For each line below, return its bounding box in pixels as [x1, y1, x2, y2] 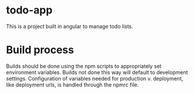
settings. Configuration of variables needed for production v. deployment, [6, 75, 183, 82]
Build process [6, 43, 74, 57]
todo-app [6, 4, 53, 17]
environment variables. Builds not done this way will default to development [6, 68, 188, 76]
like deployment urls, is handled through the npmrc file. [6, 81, 139, 88]
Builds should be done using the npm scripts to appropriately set [6, 62, 162, 69]
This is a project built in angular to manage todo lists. [6, 23, 133, 30]
